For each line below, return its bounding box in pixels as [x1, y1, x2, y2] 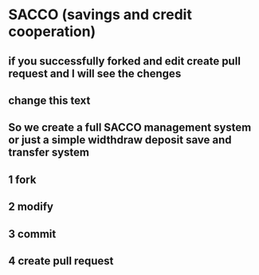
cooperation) [8, 22, 96, 41]
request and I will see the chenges [8, 66, 182, 81]
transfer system [8, 146, 90, 159]
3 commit [8, 227, 57, 241]
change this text [8, 93, 91, 107]
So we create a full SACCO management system [8, 121, 252, 135]
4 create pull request [8, 253, 114, 268]
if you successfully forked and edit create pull [8, 54, 241, 68]
